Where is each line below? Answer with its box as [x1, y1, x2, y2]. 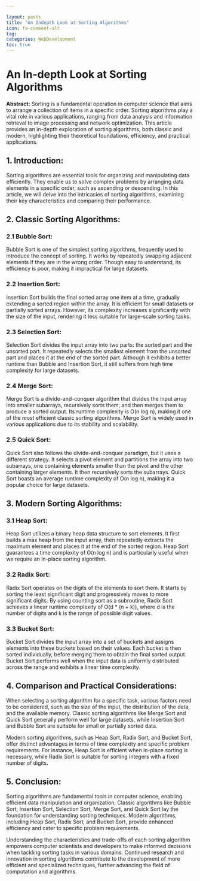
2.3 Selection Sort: [6, 328, 61, 336]
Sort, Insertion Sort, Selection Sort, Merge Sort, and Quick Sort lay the [6, 805, 179, 812]
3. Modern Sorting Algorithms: [6, 498, 122, 509]
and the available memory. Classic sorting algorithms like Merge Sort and [6, 709, 186, 716]
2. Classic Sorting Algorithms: [6, 214, 121, 225]
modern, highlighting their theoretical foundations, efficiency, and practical [6, 132, 190, 139]
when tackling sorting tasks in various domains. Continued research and [6, 849, 184, 856]
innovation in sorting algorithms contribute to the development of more [6, 855, 180, 862]
